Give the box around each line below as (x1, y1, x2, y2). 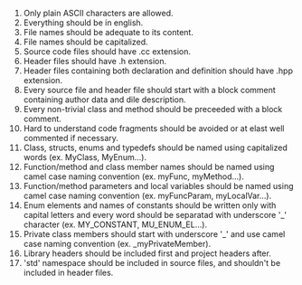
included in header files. (23, 267, 114, 278)
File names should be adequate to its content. (23, 27, 193, 37)
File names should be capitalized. (23, 36, 148, 47)
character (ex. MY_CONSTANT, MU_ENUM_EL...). (23, 219, 207, 230)
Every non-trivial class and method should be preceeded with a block (23, 104, 283, 114)
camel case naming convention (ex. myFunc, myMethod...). (23, 171, 245, 182)
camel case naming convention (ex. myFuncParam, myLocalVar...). (23, 190, 272, 201)
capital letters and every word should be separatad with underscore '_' (23, 210, 288, 220)
